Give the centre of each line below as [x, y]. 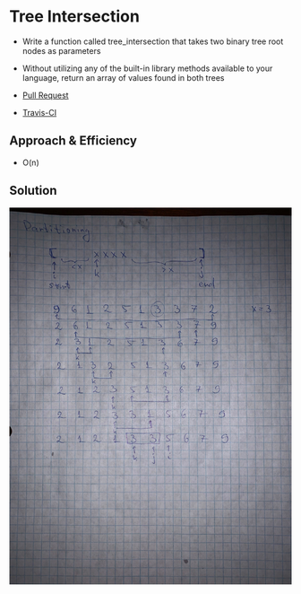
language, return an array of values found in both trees [123, 77]
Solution [33, 191]
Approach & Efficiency [73, 141]
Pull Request [45, 95]
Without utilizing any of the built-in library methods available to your [147, 68]
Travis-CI [39, 112]
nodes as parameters [61, 50]
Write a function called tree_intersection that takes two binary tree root [153, 41]
